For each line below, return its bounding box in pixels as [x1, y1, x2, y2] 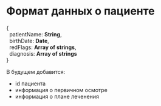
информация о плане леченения [15, 93, 99, 100]
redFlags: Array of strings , [9, 44, 77, 51]
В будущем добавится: [6, 68, 66, 75]
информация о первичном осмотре [15, 86, 108, 93]
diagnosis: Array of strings [9, 50, 77, 57]
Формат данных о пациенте [6, 4, 155, 18]
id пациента [15, 80, 46, 87]
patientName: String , [9, 30, 62, 38]
